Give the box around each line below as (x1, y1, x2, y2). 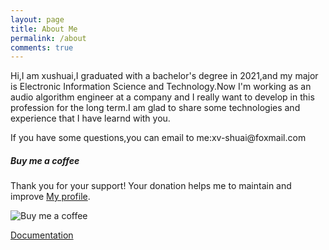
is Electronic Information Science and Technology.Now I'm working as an (10, 81, 312, 93)
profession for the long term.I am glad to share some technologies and (10, 102, 301, 114)
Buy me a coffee (10, 154, 80, 166)
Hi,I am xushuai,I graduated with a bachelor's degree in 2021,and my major (10, 70, 319, 82)
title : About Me (10, 24, 78, 34)
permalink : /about (10, 33, 87, 43)
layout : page (10, 14, 65, 25)
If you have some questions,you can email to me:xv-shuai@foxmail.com (10, 132, 307, 144)
